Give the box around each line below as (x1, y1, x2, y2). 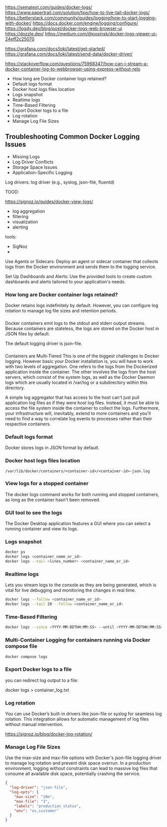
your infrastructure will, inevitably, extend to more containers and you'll (5, 410, 151, 416)
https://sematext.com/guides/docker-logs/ (5, 4, 92, 10)
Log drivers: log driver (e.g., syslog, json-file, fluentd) (5, 179, 115, 185)
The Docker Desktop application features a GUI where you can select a (5, 521, 151, 527)
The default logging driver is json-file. (5, 340, 83, 346)
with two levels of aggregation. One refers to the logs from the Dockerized (5, 363, 158, 369)
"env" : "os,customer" (14, 808, 59, 813)
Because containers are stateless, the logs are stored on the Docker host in (5, 325, 160, 331)
